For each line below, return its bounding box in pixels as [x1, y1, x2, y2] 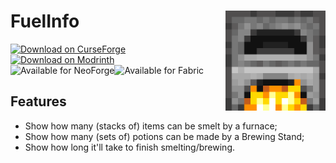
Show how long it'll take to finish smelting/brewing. [24, 141, 236, 153]
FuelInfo [10, 10, 80, 33]
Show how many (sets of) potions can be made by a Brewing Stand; [24, 130, 305, 142]
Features [10, 93, 67, 110]
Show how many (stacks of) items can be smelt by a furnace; [24, 120, 278, 132]
